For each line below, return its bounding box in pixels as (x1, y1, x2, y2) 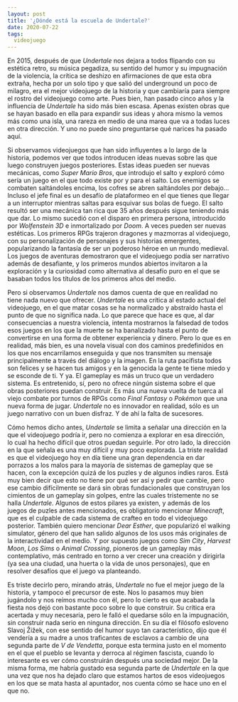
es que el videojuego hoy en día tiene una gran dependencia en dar (7, 454, 205, 462)
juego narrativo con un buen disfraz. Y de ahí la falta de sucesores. (7, 409, 204, 418)
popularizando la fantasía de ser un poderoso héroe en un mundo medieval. (7, 244, 229, 253)
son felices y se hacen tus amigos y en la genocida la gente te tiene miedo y (7, 364, 231, 372)
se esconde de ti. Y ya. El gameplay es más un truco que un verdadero (7, 372, 215, 380)
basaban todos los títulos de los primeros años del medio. (7, 275, 176, 283)
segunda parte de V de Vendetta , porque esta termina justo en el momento (7, 641, 227, 650)
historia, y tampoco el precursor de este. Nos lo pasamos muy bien (7, 588, 204, 597)
